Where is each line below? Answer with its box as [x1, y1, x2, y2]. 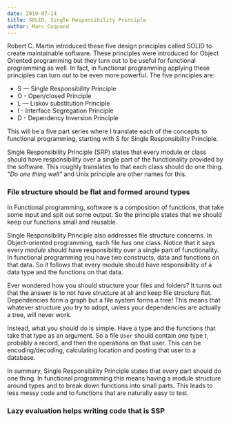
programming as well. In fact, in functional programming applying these [7, 64, 210, 73]
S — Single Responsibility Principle [17, 84, 117, 93]
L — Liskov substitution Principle [17, 99, 110, 108]
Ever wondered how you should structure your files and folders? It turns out [7, 281, 222, 289]
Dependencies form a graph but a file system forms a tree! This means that [7, 296, 221, 304]
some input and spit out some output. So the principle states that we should [7, 210, 222, 218]
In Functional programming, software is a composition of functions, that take [7, 203, 224, 211]
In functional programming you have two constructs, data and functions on [7, 253, 219, 261]
